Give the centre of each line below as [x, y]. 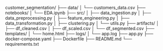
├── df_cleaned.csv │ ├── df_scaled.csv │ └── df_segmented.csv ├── [80, 28]
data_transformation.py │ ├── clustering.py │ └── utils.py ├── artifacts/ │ [82, 23]
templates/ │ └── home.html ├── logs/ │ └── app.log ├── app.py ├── [79, 34]
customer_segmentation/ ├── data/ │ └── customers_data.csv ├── [75, 8]
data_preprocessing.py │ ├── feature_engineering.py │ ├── [67, 18]
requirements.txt [22, 44]
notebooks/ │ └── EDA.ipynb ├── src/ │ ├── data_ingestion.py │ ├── [78, 13]
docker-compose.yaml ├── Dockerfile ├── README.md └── [69, 39]
